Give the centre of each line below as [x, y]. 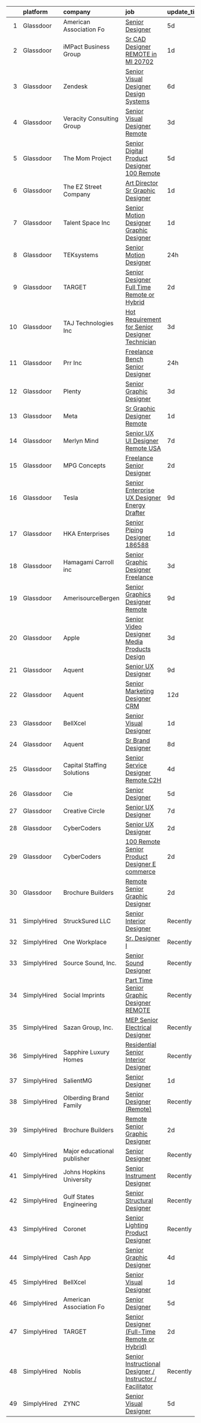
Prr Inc [73, 363]
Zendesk [75, 86]
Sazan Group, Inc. [88, 1027]
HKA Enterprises [86, 534]
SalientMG [78, 1080]
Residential [141, 1044]
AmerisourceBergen [91, 598]
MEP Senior [142, 1020]
